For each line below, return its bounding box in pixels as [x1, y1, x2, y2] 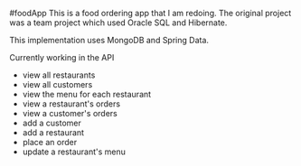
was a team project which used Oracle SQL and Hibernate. [9, 17, 228, 28]
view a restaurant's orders [22, 98, 120, 109]
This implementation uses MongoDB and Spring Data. [9, 35, 210, 45]
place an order [22, 137, 78, 147]
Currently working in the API [9, 52, 115, 62]
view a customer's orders [22, 108, 118, 118]
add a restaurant [22, 127, 84, 138]
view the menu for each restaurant [22, 89, 152, 99]
